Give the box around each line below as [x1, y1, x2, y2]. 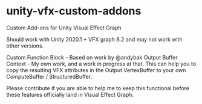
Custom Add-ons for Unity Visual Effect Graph [6, 24, 122, 31]
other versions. [6, 42, 44, 49]
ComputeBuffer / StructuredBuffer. [6, 73, 93, 80]
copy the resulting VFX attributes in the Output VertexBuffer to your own [6, 66, 186, 73]
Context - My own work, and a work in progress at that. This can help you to [6, 60, 197, 67]
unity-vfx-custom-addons [6, 4, 142, 18]
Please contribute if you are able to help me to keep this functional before [6, 84, 189, 91]
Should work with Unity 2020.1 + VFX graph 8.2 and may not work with [6, 35, 183, 43]
